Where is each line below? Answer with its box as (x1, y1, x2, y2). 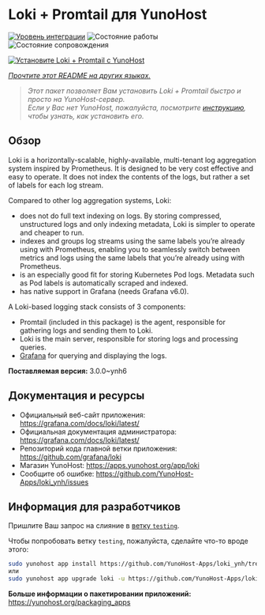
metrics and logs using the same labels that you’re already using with (19, 253, 245, 262)
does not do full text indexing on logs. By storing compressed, (19, 211, 222, 221)
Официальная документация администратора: (19, 427, 177, 436)
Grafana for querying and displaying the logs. (19, 350, 167, 360)
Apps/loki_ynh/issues (19, 477, 89, 487)
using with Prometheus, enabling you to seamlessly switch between (19, 244, 241, 254)
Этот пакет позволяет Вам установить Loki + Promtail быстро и (27, 85, 242, 96)
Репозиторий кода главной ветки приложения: (19, 443, 177, 453)
